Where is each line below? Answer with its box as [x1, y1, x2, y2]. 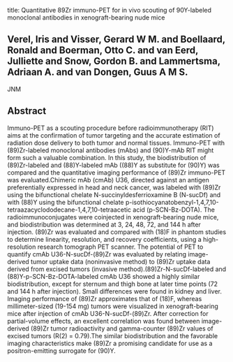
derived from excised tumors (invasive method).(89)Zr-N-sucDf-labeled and [7, 265, 227, 273]
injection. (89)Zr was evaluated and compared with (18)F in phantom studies [7, 227, 227, 236]
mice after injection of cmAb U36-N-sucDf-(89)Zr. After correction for [7, 309, 209, 317]
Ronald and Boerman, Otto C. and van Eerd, [7, 45, 199, 57]
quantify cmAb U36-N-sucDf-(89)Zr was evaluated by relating [7, 249, 187, 258]
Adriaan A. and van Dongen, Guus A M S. [7, 66, 188, 78]
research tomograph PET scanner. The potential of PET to [37, 242, 204, 251]
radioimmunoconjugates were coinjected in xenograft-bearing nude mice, [7, 212, 219, 221]
